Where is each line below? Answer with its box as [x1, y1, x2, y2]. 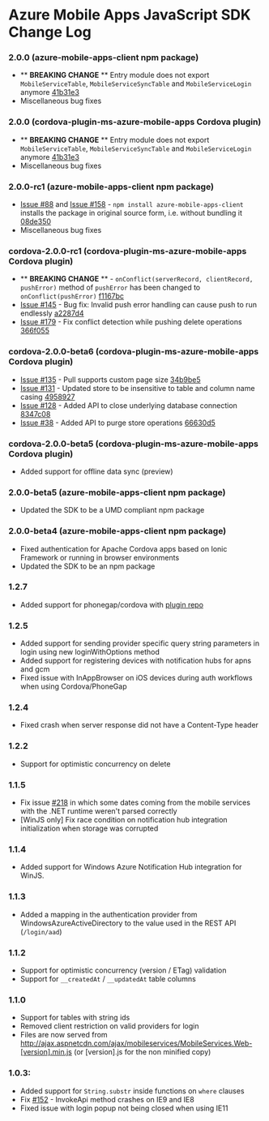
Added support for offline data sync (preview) [19, 466, 173, 476]
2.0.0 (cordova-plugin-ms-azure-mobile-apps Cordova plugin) [8, 116, 262, 127]
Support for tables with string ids [19, 1012, 130, 1023]
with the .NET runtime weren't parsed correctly [19, 806, 177, 816]
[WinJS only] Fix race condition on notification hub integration [19, 815, 228, 825]
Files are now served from [19, 1030, 108, 1040]
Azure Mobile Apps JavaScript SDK [8, 6, 251, 24]
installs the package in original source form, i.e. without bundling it [19, 208, 243, 218]
